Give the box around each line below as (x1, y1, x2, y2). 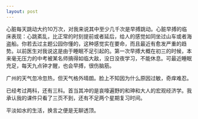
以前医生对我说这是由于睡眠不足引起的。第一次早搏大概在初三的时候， (16, 47, 187, 55)
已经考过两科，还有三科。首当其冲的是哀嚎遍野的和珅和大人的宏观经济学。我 (6, 87, 192, 94)
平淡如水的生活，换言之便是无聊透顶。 (6, 107, 99, 114)
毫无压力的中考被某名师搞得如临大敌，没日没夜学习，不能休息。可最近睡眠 (11, 55, 192, 62)
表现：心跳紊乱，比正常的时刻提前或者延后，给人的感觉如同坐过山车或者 (11, 33, 187, 40)
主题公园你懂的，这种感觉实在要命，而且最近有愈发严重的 (42, 40, 181, 47)
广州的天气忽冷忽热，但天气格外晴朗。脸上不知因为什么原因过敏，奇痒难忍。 (6, 74, 192, 81)
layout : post (6, 8, 38, 15)
